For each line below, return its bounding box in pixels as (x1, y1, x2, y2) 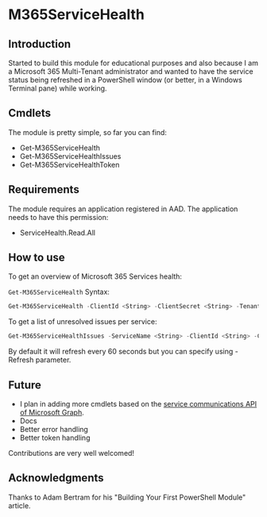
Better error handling (19, 425, 89, 434)
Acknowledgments (8, 471, 105, 485)
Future (8, 378, 42, 392)
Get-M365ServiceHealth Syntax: (8, 287, 110, 297)
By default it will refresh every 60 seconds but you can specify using (8, 347, 234, 357)
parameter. (35, 355, 72, 365)
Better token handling (19, 433, 91, 442)
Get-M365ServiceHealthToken (19, 160, 120, 169)
